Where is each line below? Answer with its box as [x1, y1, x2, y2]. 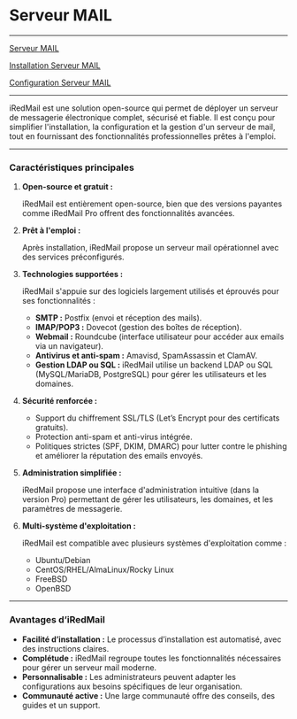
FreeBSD [34, 574, 68, 584]
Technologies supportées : [21, 269, 124, 280]
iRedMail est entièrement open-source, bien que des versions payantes [21, 198, 283, 209]
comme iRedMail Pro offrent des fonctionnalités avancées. [21, 208, 235, 219]
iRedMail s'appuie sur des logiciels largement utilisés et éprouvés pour [21, 286, 280, 297]
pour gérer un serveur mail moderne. [21, 661, 157, 673]
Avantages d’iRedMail [9, 614, 106, 626]
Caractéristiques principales [9, 161, 134, 174]
